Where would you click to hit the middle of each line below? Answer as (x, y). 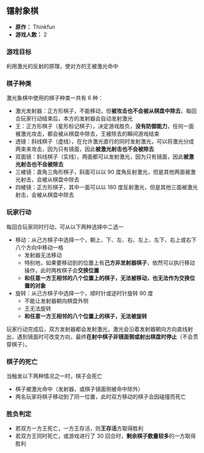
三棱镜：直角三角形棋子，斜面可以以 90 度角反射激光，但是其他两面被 (103, 172)
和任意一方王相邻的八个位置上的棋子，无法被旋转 (86, 316)
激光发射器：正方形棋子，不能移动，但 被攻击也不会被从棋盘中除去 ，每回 (106, 111)
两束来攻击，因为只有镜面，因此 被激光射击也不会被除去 (84, 149)
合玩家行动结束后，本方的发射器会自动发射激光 (74, 118)
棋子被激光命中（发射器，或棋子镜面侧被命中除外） (79, 389)
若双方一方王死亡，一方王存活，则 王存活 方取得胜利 (79, 429)
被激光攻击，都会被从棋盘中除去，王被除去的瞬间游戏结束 (87, 134)
